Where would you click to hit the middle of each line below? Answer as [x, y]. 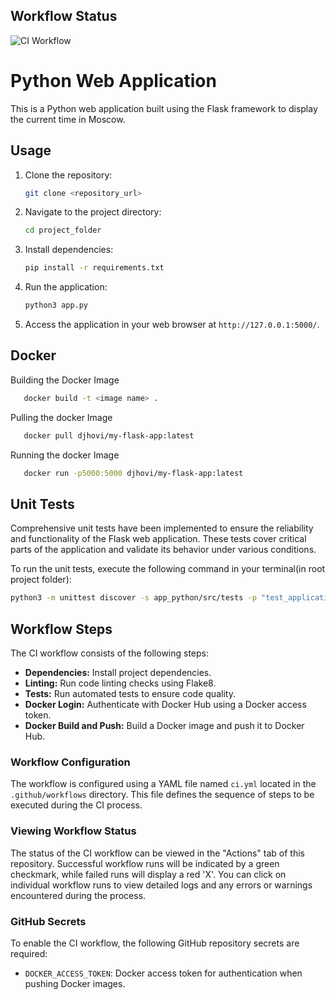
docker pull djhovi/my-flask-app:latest [109, 435]
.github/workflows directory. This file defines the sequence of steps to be [162, 795]
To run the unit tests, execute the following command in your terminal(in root [168, 569]
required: [29, 953]
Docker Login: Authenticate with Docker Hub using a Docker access [165, 704]
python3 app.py [56, 305]
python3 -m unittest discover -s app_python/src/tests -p [133, 598]
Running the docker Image [65, 455]
